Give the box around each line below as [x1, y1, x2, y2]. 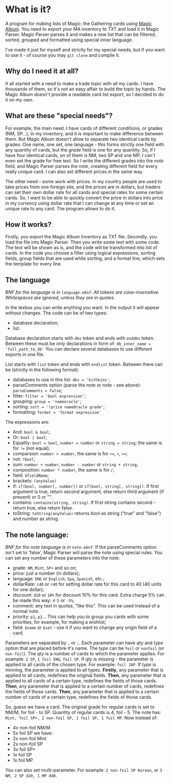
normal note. [12, 608, 40, 614]
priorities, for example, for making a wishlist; [12, 619, 106, 625]
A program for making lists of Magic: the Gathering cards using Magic [5, 20, 152, 27]
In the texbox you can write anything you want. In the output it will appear [5, 305, 160, 311]
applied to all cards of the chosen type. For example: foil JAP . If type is [5, 662, 157, 667]
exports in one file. [5, 351, 45, 358]
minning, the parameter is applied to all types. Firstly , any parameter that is [5, 667, 164, 673]
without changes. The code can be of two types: [5, 310, 108, 316]
